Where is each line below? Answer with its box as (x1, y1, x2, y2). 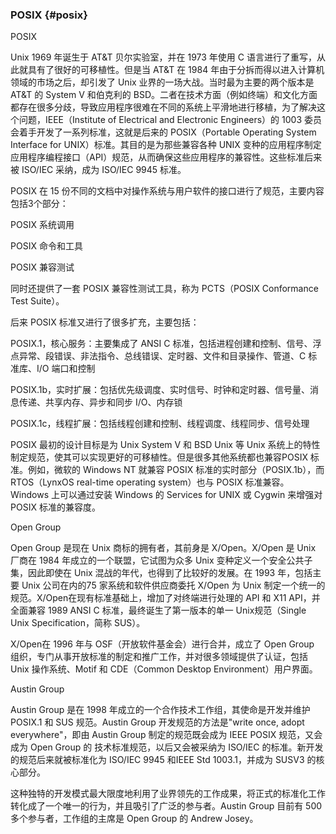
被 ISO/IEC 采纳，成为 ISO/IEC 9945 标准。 (10, 164, 187, 176)
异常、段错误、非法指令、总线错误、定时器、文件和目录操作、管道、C (18, 350, 307, 362)
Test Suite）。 (10, 295, 65, 307)
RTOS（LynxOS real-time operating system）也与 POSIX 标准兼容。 (10, 476, 290, 488)
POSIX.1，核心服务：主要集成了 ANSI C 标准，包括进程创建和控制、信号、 (10, 338, 313, 350)
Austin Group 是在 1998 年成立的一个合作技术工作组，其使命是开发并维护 (10, 704, 311, 716)
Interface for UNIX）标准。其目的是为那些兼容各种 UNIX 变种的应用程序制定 (10, 139, 322, 151)
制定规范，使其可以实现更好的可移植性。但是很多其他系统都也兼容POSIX (10, 451, 308, 463)
